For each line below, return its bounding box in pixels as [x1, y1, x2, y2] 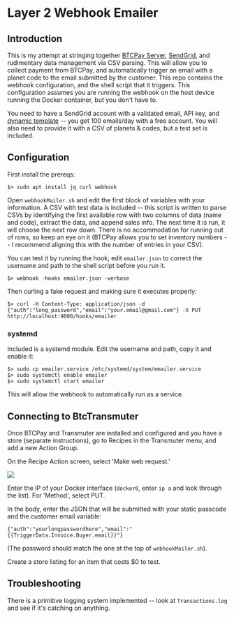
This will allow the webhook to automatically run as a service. [7, 390, 184, 398]
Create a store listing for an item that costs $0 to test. [7, 557, 161, 566]
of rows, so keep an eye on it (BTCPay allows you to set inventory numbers [7, 232, 223, 241]
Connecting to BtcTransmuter [7, 410, 139, 422]
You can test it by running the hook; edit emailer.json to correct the [7, 253, 203, 262]
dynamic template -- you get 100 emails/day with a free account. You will [7, 117, 218, 125]
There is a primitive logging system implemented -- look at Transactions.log [7, 596, 228, 604]
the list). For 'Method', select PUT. [7, 491, 105, 500]
